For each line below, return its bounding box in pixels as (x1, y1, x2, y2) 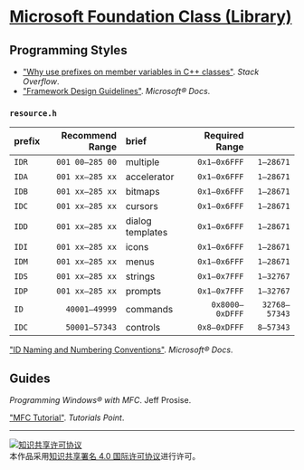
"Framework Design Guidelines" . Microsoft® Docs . (22, 86, 211, 96)
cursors (125, 200, 158, 213)
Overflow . (22, 76, 60, 87)
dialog (125, 215, 152, 227)
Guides (9, 370, 52, 386)
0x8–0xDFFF (197, 322, 244, 332)
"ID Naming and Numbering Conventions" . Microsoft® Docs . (9, 344, 233, 355)
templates (125, 226, 168, 239)
